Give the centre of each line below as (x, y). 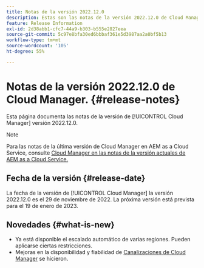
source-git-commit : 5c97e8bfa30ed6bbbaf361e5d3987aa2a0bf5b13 (87, 35)
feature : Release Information (45, 23)
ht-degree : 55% (25, 52)
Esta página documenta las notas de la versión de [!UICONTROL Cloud (95, 116)
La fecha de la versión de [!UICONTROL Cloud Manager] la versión (90, 193)
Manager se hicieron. (42, 259)
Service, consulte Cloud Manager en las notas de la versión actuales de (96, 153)
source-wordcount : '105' (38, 46)
